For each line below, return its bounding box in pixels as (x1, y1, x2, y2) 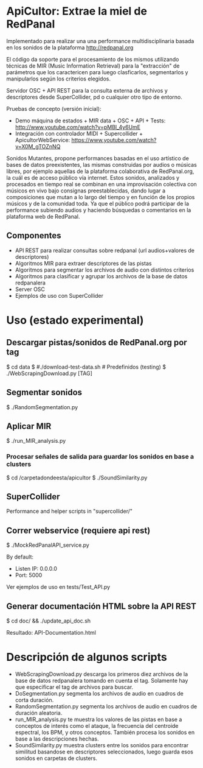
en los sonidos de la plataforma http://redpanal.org (6, 44, 134, 51)
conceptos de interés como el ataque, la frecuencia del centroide (15, 722, 179, 730)
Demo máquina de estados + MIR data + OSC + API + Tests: (15, 117, 166, 124)
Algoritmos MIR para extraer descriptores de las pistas (15, 259, 152, 267)
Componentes (6, 230, 62, 241)
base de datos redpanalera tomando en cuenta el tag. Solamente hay (15, 677, 188, 685)
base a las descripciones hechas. (15, 735, 99, 742)
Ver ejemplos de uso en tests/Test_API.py (6, 583, 111, 591)
